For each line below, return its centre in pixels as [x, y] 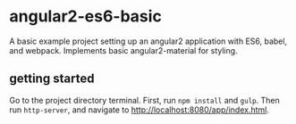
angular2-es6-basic [86, 17]
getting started [52, 79]
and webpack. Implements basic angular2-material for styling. [124, 50]
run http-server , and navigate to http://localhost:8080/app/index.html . [140, 110]
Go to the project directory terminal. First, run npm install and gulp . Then [144, 100]
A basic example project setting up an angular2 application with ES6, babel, [148, 41]
